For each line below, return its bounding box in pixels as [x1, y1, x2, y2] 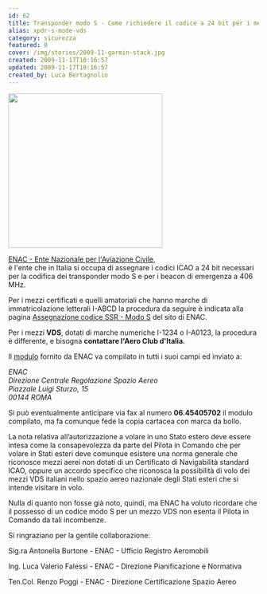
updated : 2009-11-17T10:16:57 [8, 64, 109, 72]
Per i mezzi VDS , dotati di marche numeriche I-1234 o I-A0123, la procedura [8, 328, 257, 337]
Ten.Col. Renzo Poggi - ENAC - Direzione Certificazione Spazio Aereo [8, 576, 237, 586]
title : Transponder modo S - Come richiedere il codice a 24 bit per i [8, 19, 250, 27]
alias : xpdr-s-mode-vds [8, 26, 87, 34]
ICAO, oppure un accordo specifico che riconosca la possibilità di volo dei [8, 466, 250, 475]
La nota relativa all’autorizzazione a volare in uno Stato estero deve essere [8, 431, 252, 441]
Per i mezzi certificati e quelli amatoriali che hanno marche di [8, 295, 208, 305]
